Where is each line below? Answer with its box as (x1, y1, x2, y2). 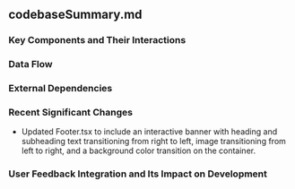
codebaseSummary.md (8, 7, 143, 22)
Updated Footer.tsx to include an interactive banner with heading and (21, 126, 278, 137)
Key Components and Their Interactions (8, 34, 187, 47)
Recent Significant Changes (8, 107, 134, 119)
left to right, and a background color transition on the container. (21, 145, 256, 156)
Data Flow (8, 58, 53, 71)
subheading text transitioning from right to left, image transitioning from (21, 136, 286, 147)
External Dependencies (8, 82, 113, 95)
